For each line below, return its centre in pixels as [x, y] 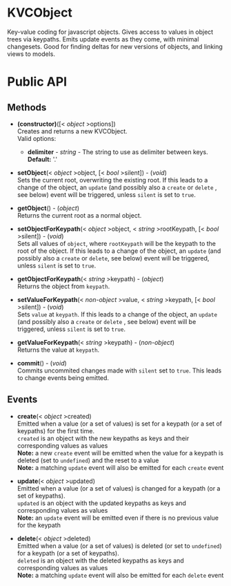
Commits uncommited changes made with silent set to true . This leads [119, 370]
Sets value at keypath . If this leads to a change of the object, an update [117, 314]
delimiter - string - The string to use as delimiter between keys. [118, 152]
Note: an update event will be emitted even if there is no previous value [118, 518]
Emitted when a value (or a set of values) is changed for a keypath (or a [119, 488]
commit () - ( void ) [42, 363]
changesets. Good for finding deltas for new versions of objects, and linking [115, 46]
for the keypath [39, 525]
